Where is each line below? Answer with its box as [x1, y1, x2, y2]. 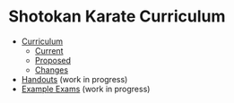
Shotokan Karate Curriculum [8, 6, 226, 27]
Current [34, 45, 64, 56]
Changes [34, 64, 69, 75]
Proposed [34, 55, 72, 65]
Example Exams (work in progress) [21, 83, 151, 94]
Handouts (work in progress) [21, 73, 128, 84]
